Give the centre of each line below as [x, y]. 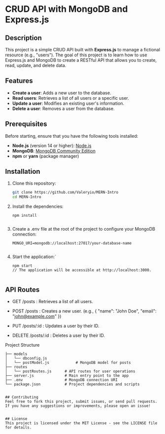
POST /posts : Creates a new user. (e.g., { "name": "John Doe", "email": [84, 311]
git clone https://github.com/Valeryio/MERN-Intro [65, 193]
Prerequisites [26, 124]
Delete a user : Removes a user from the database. [63, 108]
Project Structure [22, 345]
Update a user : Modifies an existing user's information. [68, 103]
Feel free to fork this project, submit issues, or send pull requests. [81, 401]
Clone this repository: [34, 183]
